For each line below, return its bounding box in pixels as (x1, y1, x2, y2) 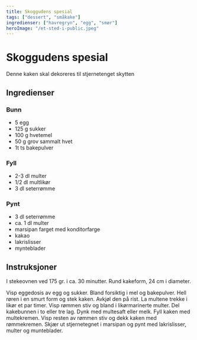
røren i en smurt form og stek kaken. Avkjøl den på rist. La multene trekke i (6, 295, 188, 303)
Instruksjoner (6, 262, 57, 272)
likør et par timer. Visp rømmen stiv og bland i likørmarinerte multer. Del (6, 302, 180, 309)
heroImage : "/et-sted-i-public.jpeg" (6, 25, 99, 31)
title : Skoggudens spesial (6, 8, 73, 15)
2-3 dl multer (14, 173, 47, 180)
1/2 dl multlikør (14, 179, 51, 186)
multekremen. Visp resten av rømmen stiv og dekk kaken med (6, 314, 157, 322)
